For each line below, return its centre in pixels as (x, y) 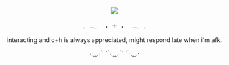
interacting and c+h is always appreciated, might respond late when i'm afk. (114, 40)
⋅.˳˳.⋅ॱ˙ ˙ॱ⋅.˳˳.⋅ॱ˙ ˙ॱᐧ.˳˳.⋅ (114, 53)
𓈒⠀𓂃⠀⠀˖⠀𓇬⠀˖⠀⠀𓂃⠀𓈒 (114, 26)
